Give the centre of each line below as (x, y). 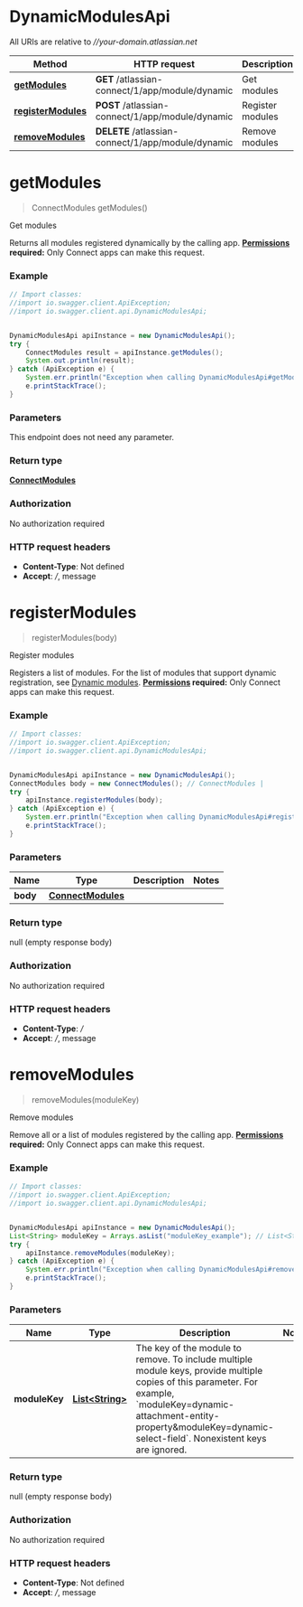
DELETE (113, 131)
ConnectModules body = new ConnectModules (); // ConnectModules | (137, 784)
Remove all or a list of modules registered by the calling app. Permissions (147, 1134)
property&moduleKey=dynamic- (205, 1427)
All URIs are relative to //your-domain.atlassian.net (104, 42)
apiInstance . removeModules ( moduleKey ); (101, 1253)
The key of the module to (188, 1349)
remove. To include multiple (194, 1359)
